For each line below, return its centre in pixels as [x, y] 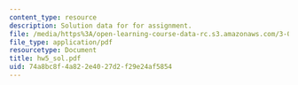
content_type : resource [53, 17]
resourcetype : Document [53, 50]
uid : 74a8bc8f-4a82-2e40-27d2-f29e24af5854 [91, 67]
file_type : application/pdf [61, 42]
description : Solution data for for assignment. [101, 26]
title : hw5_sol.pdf [45, 58]
